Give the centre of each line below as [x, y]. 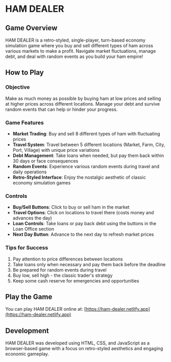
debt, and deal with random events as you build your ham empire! [74, 56]
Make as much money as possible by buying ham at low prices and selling [83, 98]
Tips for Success [27, 248]
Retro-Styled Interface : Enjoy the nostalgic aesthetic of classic [79, 177]
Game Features [25, 123]
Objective [18, 87]
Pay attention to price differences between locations [68, 259]
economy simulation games [42, 183]
